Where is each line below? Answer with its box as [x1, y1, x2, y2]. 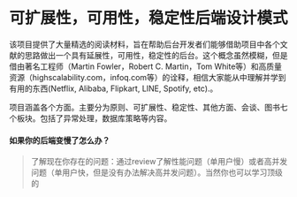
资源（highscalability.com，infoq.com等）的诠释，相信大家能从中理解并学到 [9, 72, 286, 82]
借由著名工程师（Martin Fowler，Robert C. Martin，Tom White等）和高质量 [9, 61, 283, 72]
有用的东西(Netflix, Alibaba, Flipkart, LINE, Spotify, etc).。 [9, 83, 218, 94]
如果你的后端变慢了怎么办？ [9, 134, 110, 146]
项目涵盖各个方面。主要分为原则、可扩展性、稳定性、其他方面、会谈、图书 [9, 102, 280, 112]
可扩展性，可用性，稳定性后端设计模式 [9, 8, 289, 28]
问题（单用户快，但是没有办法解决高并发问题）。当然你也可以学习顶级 [30, 167, 283, 178]
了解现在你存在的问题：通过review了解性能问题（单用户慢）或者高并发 [30, 156, 288, 167]
